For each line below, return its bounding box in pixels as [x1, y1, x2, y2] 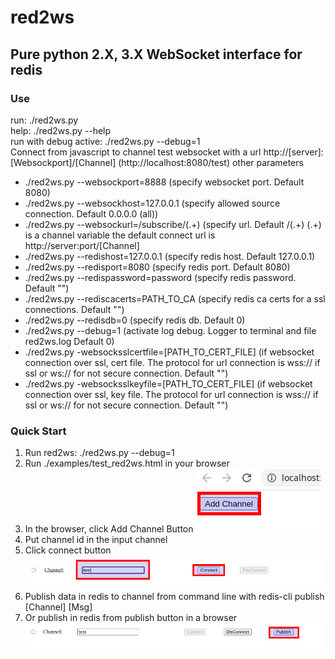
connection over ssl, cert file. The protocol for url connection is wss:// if [24, 356, 321, 368]
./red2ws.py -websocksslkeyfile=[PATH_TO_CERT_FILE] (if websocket [24, 377, 313, 390]
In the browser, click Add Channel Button [24, 523, 194, 535]
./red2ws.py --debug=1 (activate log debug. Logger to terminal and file [24, 324, 317, 336]
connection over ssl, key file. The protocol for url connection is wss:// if [24, 388, 319, 400]
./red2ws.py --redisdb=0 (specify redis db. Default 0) [24, 314, 246, 326]
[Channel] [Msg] [24, 601, 93, 613]
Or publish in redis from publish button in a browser [24, 611, 238, 623]
